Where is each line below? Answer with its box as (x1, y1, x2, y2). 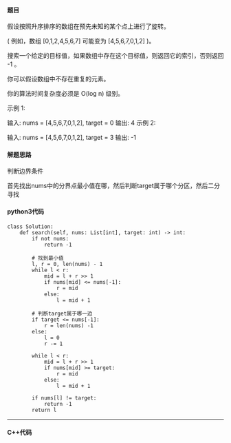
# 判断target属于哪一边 (32, 310, 93, 317)
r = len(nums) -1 (43, 322, 94, 329)
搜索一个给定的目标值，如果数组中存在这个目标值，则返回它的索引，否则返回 (7, 52, 224, 60)
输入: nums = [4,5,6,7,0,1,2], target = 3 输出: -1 (7, 134, 136, 142)
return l (32, 406, 57, 413)
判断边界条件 (7, 167, 43, 175)
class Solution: (7, 223, 54, 230)
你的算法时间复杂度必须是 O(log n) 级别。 (7, 90, 124, 98)
